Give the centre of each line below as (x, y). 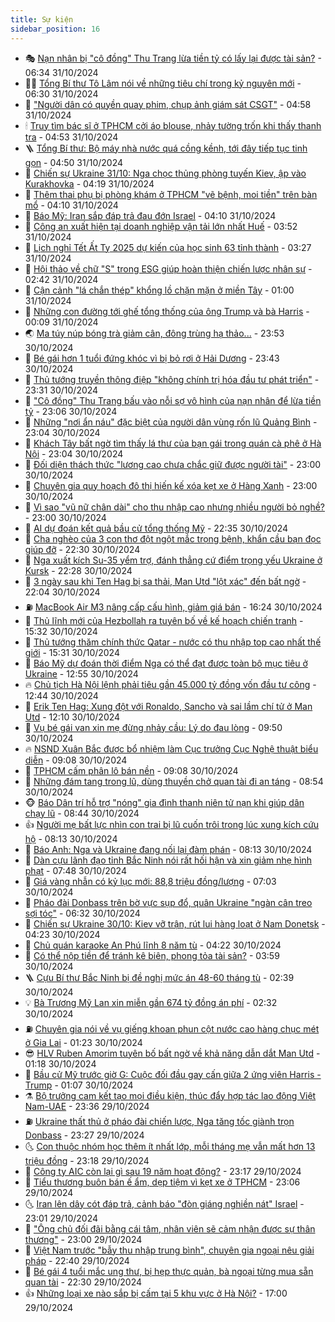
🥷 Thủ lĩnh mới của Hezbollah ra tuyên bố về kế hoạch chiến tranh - (164, 620)
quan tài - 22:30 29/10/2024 (83, 1282)
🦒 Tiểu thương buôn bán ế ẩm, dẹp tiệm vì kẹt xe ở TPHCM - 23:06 (162, 1182)
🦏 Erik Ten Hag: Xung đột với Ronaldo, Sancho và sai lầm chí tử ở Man (168, 706)
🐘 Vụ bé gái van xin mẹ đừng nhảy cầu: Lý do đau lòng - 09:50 (153, 727)
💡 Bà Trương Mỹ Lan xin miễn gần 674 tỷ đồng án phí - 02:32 (151, 1002)
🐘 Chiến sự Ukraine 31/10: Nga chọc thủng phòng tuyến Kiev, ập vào (165, 173)
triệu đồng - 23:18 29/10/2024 (87, 1160)
